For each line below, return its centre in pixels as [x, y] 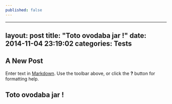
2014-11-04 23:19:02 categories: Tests [69, 44]
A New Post [24, 61]
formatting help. [22, 79]
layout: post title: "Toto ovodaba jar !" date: [76, 36]
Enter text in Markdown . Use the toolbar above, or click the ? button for [80, 73]
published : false [24, 10]
